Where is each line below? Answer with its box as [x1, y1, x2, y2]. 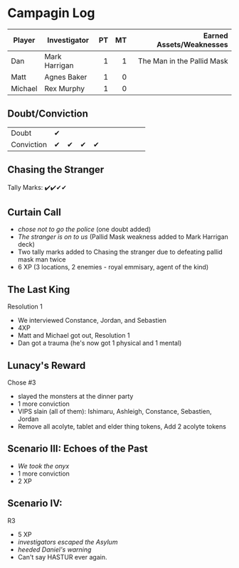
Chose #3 [7, 378, 36, 387]
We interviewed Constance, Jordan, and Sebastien [17, 316, 167, 325]
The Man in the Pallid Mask [137, 55, 228, 65]
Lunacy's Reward [7, 359, 86, 371]
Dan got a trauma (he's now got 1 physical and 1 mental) [17, 339, 182, 348]
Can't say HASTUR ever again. [17, 552, 107, 561]
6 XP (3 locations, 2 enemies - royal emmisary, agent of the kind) [17, 263, 208, 272]
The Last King [7, 283, 70, 296]
